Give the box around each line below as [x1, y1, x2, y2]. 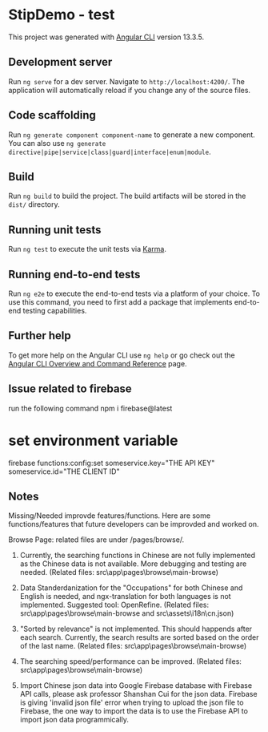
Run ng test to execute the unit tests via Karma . [8, 245, 166, 254]
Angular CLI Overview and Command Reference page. [8, 358, 187, 368]
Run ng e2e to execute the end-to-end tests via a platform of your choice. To [8, 289, 261, 298]
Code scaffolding [8, 108, 96, 122]
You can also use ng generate [8, 138, 106, 148]
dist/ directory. [8, 200, 60, 209]
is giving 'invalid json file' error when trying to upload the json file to [19, 698, 244, 707]
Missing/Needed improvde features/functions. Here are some [8, 511, 210, 520]
